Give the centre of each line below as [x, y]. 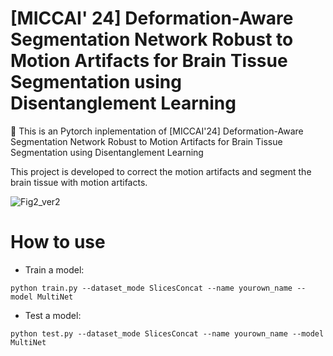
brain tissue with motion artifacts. [79, 182]
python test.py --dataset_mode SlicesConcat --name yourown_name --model [167, 333]
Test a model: [53, 315]
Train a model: [54, 269]
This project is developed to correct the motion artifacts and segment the [161, 171]
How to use [58, 242]
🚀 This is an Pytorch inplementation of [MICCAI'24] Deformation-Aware [157, 131]
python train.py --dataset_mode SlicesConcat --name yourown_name [151, 288]
